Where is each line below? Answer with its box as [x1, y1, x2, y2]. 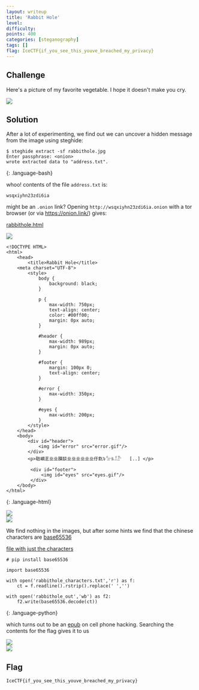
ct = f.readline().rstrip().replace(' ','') [17, 583, 130, 589]
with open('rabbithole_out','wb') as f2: [6, 593, 111, 600]
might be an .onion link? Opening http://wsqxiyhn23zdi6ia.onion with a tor [6, 203, 192, 211]
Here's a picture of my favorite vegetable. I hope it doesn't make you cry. [6, 86, 187, 93]
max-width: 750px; [49, 302, 95, 308]
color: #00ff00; [49, 313, 90, 319]
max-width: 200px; [49, 412, 95, 418]
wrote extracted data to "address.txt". [6, 159, 109, 165]
